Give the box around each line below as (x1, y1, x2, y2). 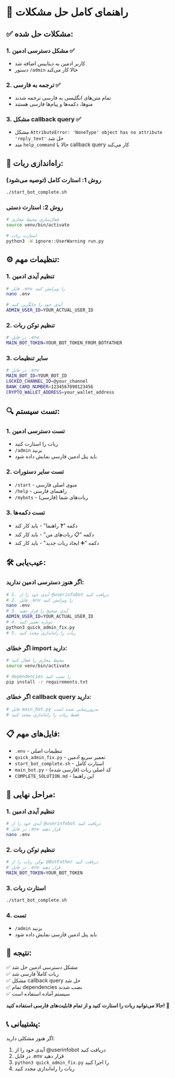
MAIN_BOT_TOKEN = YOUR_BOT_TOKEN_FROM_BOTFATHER (6, 340, 123, 346)
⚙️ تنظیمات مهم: (6, 255, 60, 265)
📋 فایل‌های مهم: (6, 728, 61, 739)
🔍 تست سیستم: (6, 406, 60, 416)
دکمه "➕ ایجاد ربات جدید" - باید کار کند (14, 540, 99, 547)
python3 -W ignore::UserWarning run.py (6, 238, 104, 244)
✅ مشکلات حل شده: (6, 29, 74, 39)
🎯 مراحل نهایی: (6, 790, 56, 800)
